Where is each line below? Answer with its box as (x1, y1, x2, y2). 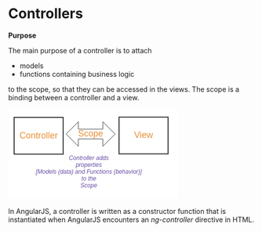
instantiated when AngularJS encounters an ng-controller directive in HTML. (8, 215, 255, 224)
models (19, 60, 44, 71)
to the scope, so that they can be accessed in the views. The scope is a (8, 84, 240, 94)
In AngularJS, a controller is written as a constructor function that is (8, 206, 226, 216)
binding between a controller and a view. (8, 92, 140, 102)
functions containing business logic (19, 69, 135, 78)
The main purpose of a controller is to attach (8, 45, 152, 55)
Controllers (8, 5, 84, 23)
